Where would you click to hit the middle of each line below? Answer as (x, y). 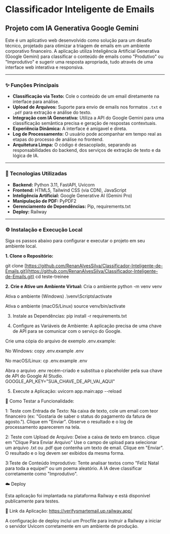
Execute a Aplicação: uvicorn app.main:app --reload (67, 391)
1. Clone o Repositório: (29, 256)
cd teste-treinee (52, 276)
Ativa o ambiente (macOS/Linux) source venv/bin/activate (65, 306)
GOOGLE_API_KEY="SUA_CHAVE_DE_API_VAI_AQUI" (60, 381)
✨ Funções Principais (32, 85)
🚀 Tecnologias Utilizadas (36, 174)
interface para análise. (36, 102)
